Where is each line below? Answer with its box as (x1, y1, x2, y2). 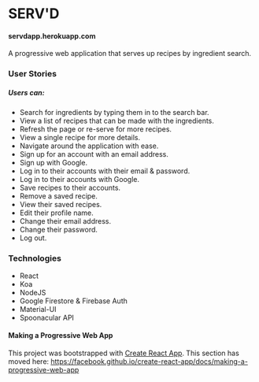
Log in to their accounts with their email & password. (19, 166, 191, 176)
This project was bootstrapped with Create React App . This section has (8, 348, 240, 358)
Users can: (8, 87, 45, 97)
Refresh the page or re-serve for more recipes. (19, 124, 172, 134)
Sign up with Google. (19, 158, 88, 168)
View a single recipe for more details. (19, 133, 140, 143)
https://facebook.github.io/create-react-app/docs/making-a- (50, 356, 248, 366)
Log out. (19, 233, 47, 243)
